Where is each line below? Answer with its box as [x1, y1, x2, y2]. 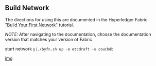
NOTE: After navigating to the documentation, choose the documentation [5, 31, 152, 37]
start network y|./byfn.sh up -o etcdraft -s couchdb [5, 46, 114, 51]
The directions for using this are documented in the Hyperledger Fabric [5, 16, 148, 22]
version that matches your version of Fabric [5, 36, 92, 42]
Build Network [5, 4, 50, 12]
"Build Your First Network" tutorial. [5, 22, 74, 28]
